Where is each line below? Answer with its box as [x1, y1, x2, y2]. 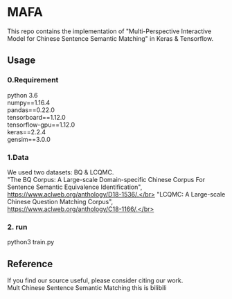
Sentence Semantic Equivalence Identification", [7, 183, 143, 191]
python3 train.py [7, 238, 55, 246]
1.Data [7, 152, 29, 162]
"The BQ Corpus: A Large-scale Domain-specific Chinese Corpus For [7, 175, 206, 183]
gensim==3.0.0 [7, 135, 51, 143]
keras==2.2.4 [7, 127, 46, 136]
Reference [7, 257, 53, 270]
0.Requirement [7, 75, 59, 85]
